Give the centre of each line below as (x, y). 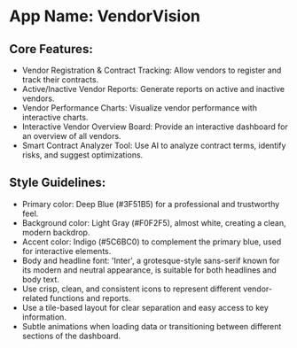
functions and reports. (90, 298)
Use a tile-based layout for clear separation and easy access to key (145, 307)
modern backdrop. (56, 232)
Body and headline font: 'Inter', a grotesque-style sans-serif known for (151, 260)
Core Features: (51, 49)
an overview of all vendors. (71, 136)
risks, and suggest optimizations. (82, 155)
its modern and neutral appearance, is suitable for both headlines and (149, 270)
